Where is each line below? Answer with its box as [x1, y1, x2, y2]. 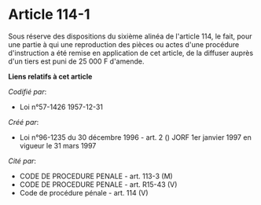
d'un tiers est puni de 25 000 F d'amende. [8, 57, 145, 66]
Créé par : [8, 117, 39, 126]
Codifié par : [8, 86, 47, 96]
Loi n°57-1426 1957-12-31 [19, 102, 104, 112]
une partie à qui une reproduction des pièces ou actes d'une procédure [8, 39, 240, 49]
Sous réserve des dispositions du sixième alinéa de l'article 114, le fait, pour [8, 31, 252, 41]
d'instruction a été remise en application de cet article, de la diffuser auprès [8, 48, 254, 57]
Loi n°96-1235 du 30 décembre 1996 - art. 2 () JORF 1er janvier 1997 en [19, 132, 252, 142]
